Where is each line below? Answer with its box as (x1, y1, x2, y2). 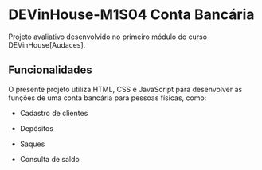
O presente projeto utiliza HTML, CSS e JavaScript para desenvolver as (8, 84, 243, 94)
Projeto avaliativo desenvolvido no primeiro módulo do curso (8, 32, 208, 41)
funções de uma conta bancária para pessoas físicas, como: (8, 93, 207, 102)
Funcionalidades (8, 64, 93, 77)
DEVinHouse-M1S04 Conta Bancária (8, 6, 255, 24)
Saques (19, 139, 45, 149)
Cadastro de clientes (19, 108, 88, 118)
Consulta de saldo (19, 154, 80, 164)
